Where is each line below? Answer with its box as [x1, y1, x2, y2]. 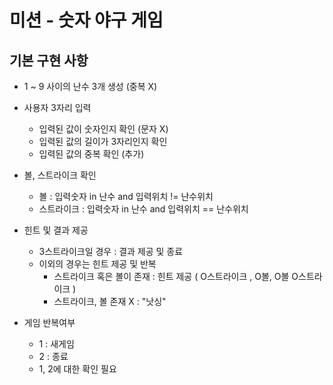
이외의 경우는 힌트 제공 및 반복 [38, 258, 157, 270]
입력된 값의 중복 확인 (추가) [38, 148, 145, 160]
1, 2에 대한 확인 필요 [38, 363, 117, 375]
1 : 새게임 [38, 338, 75, 350]
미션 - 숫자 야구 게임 [9, 9, 164, 32]
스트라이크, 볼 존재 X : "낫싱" [53, 296, 167, 307]
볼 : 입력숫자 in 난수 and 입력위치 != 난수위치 [38, 191, 214, 202]
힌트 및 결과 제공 [23, 224, 89, 236]
